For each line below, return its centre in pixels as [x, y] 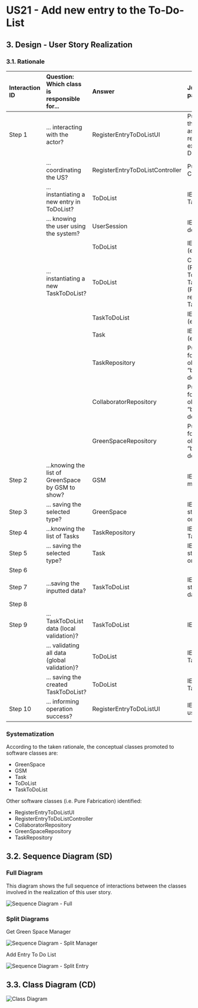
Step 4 [18, 532]
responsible [63, 99]
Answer [103, 91]
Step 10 [20, 709]
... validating [63, 645]
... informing [63, 702]
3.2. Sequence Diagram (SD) [60, 856]
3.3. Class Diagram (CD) [51, 985]
